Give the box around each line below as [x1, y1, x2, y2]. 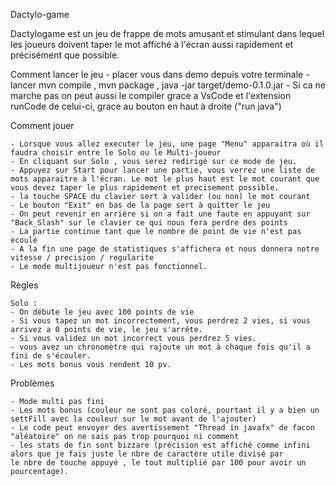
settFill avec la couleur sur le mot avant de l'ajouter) [10, 414, 257, 424]
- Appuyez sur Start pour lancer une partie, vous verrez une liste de [10, 165, 315, 175]
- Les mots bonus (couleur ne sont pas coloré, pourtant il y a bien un [10, 405, 320, 415]
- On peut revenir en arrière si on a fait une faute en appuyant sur [10, 209, 311, 219]
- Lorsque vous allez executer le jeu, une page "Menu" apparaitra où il [10, 139, 325, 149]
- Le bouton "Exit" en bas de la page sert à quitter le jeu [10, 200, 271, 210]
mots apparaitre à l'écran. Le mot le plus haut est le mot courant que [10, 174, 320, 184]
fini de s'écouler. [10, 351, 92, 361]
